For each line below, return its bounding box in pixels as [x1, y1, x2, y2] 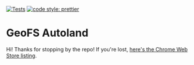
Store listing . [6, 52, 37, 59]
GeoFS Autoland [6, 27, 89, 40]
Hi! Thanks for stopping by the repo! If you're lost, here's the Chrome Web [6, 45, 188, 53]
